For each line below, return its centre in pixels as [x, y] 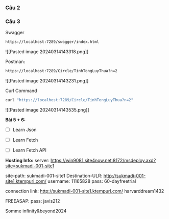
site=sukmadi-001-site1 [30, 166]
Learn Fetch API [30, 150]
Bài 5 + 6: [16, 120]
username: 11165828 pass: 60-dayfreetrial [92, 181]
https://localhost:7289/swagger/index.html [52, 42]
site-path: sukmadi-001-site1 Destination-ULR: [54, 176]
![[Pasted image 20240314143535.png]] [47, 109]
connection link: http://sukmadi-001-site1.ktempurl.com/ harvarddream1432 [85, 191]
